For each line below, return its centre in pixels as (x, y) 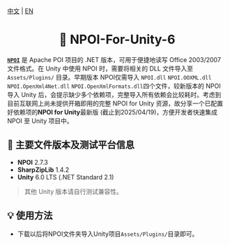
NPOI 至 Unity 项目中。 (40, 121)
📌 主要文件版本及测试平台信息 (71, 145)
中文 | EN (20, 11)
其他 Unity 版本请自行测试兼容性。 (74, 191)
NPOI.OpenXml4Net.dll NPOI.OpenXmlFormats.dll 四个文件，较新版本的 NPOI (114, 86)
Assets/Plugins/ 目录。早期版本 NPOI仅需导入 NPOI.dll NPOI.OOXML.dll (109, 77)
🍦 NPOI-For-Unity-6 (117, 39)
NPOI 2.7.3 (33, 162)
